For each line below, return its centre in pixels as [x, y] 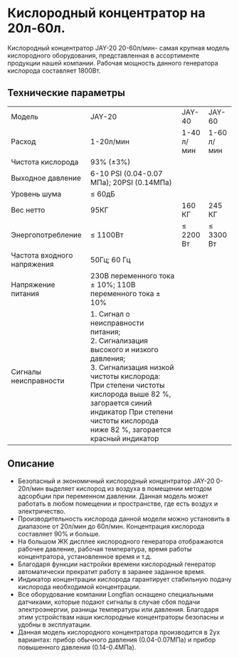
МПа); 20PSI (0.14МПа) [131, 182]
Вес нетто [28, 210]
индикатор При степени [131, 412]
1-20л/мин [110, 142]
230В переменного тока [132, 275]
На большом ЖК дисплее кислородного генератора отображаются [121, 541]
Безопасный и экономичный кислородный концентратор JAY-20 [116, 481]
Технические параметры [67, 93]
